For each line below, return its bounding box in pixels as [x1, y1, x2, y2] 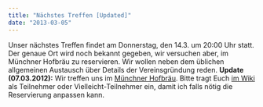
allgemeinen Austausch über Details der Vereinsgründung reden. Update [8, 65, 244, 74]
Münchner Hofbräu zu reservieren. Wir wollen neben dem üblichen [8, 56, 225, 66]
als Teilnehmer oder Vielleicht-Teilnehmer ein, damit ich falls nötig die [8, 81, 233, 91]
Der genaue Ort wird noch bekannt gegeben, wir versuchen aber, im [8, 48, 229, 58]
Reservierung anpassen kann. [8, 90, 104, 99]
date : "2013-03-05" [8, 19, 72, 27]
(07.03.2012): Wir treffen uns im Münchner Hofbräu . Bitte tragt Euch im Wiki [8, 73, 255, 83]
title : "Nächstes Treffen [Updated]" [8, 11, 132, 20]
